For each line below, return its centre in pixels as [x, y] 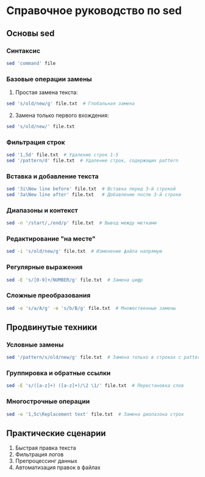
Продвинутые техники [52, 327]
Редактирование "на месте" [51, 238]
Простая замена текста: [46, 92]
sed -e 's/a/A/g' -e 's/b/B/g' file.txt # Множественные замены [91, 308]
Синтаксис [23, 51]
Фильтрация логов [39, 454]
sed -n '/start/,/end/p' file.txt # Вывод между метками [81, 223]
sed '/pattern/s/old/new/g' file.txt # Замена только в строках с [94, 358]
